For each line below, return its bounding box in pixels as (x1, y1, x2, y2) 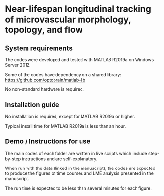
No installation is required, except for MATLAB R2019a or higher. (5, 113, 135, 119)
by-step (5, 156, 21, 162)
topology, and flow (5, 25, 83, 35)
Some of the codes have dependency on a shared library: (5, 72, 122, 77)
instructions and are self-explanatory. (22, 156, 98, 162)
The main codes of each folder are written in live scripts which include (5, 150, 147, 156)
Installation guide (5, 101, 60, 109)
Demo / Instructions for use (5, 138, 91, 146)
